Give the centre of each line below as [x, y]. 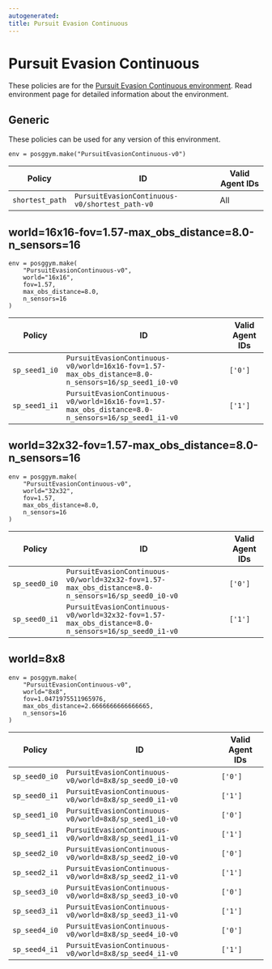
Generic [29, 119]
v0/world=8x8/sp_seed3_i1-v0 [122, 915]
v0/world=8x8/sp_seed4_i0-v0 [122, 934]
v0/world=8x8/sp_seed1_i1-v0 [122, 838]
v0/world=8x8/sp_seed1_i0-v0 [122, 819]
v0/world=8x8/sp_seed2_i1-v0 [122, 876]
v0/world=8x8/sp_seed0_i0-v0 [122, 780]
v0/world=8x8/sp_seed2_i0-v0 [122, 857]
